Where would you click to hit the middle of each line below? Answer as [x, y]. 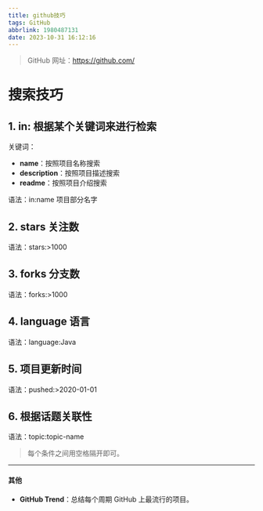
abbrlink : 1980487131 [43, 30]
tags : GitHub [29, 23]
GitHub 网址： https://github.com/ [81, 60]
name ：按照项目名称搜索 [59, 163]
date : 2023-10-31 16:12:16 [52, 37]
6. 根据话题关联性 [50, 416]
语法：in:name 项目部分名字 [53, 200]
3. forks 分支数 [44, 274]
